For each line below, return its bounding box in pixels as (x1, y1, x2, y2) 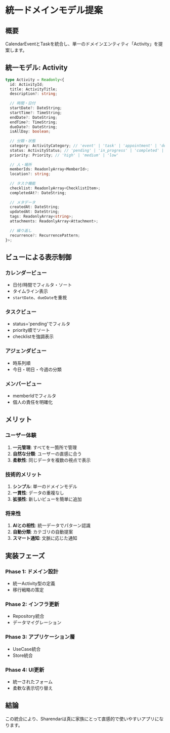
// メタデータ (10, 200, 36, 205)
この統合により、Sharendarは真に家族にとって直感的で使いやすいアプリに (5, 716, 159, 722)
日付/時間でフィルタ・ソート (12, 282, 72, 288)
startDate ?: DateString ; (10, 106, 62, 111)
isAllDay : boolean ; (10, 129, 51, 134)
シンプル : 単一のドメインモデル (12, 483, 77, 490)
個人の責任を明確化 (12, 399, 53, 405)
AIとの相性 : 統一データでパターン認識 (12, 522, 91, 529)
